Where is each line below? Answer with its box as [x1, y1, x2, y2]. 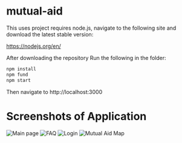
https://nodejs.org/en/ [6, 42, 62, 50]
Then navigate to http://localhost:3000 [6, 88, 103, 95]
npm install [6, 65, 36, 72]
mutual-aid [6, 4, 63, 18]
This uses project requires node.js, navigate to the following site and [6, 24, 177, 32]
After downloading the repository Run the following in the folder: [6, 54, 166, 61]
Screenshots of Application [6, 109, 147, 123]
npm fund [6, 71, 28, 78]
